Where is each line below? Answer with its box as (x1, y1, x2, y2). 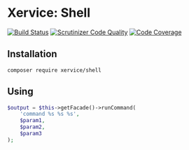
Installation (7, 48, 57, 60)
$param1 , (20, 117, 45, 124)
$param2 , (20, 123, 45, 130)
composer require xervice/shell (7, 66, 101, 74)
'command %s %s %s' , (20, 110, 80, 118)
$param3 (20, 130, 42, 137)
